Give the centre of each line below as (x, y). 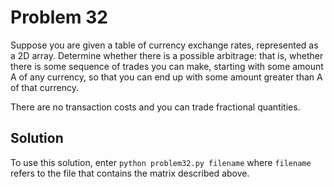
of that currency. (44, 87)
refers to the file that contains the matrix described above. (130, 173)
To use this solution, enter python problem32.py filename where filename (161, 162)
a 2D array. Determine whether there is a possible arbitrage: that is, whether (167, 55)
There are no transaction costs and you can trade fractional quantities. (155, 107)
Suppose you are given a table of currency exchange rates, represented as (164, 45)
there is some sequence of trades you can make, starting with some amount (167, 66)
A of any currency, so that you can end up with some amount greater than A (166, 77)
